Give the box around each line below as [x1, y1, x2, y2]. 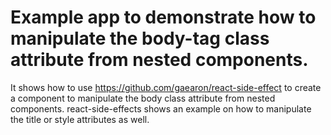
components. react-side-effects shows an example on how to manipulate [10, 102, 312, 115]
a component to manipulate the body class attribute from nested [10, 92, 276, 104]
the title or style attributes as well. [10, 113, 150, 125]
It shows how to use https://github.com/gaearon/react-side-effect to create [10, 81, 322, 93]
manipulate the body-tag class [10, 27, 270, 50]
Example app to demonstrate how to [10, 6, 317, 29]
